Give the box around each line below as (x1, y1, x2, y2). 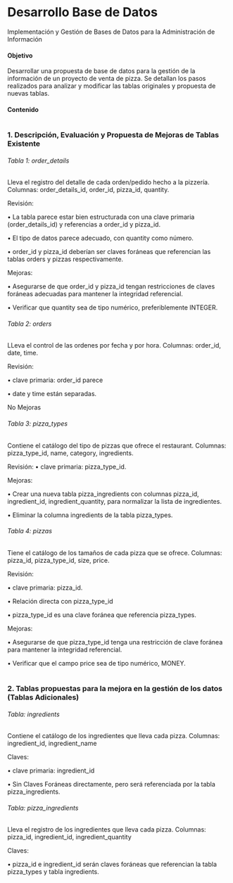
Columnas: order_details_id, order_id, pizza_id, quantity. (7, 186, 170, 194)
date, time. (7, 349, 39, 357)
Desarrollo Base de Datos (7, 4, 158, 20)
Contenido (7, 105, 39, 113)
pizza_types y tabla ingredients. (7, 868, 100, 876)
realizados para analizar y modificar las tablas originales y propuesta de (7, 82, 216, 90)
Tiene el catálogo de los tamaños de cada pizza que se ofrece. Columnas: (7, 548, 222, 557)
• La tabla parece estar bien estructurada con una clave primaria (7, 212, 195, 222)
